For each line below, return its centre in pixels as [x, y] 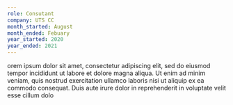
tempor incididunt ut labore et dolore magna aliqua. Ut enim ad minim [106, 73]
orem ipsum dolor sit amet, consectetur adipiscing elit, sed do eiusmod [109, 66]
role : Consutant [31, 14]
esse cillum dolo [31, 95]
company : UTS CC [31, 20]
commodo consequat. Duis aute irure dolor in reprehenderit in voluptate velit [116, 88]
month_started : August [40, 26]
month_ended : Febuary [39, 33]
